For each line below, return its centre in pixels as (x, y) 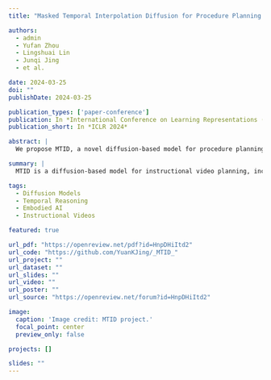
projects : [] (30, 349)
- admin (29, 38)
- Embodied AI (39, 208)
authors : (23, 30)
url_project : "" (35, 260)
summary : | (27, 164)
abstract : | (28, 142)
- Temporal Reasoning (52, 201)
